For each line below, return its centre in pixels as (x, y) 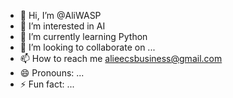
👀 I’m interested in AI (62, 26)
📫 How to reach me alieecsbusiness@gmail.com (121, 58)
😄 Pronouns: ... (52, 73)
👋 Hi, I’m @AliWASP (60, 15)
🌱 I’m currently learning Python (83, 36)
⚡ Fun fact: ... (47, 84)
